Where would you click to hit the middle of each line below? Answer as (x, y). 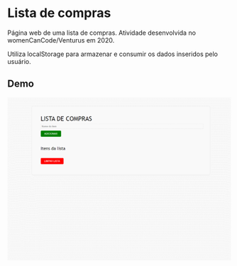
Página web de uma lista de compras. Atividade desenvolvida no (102, 33)
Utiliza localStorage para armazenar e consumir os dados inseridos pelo (113, 54)
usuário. (20, 61)
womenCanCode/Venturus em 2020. (61, 40)
